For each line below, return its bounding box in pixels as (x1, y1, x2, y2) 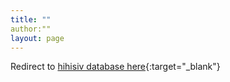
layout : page (10, 33, 65, 43)
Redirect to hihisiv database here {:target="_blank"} (10, 61, 221, 73)
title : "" (10, 14, 52, 25)
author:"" (10, 24, 52, 34)
